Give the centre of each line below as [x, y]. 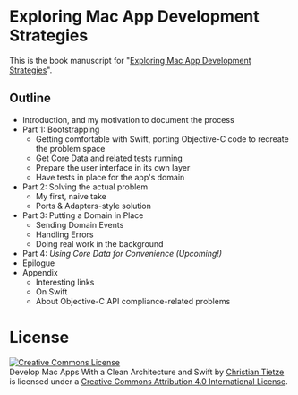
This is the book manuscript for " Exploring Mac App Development [131, 60]
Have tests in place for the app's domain [110, 177]
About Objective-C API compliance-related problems [133, 301]
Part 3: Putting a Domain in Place [83, 215]
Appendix [40, 272]
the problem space [70, 148]
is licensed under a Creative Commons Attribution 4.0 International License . [149, 381]
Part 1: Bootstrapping [61, 129]
